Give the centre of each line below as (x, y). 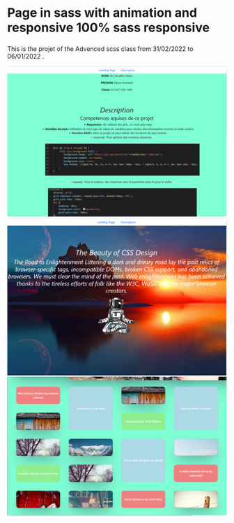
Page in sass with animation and (102, 13)
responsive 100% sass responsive (109, 28)
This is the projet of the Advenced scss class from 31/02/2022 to (100, 49)
